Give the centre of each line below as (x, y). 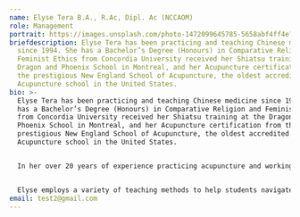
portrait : (28, 34)
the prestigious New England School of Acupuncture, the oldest (139, 76)
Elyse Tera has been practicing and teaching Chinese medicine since (149, 100)
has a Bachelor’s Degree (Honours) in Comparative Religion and (139, 109)
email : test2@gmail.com (54, 198)
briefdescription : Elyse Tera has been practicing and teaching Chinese (147, 42)
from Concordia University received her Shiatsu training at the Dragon (155, 117)
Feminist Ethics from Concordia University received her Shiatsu (142, 59)
